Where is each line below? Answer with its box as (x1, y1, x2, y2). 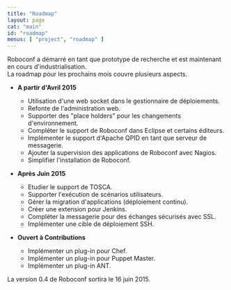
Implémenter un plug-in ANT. (27, 261, 111, 270)
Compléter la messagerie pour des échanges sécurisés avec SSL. (27, 213, 217, 221)
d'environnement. (27, 119, 79, 127)
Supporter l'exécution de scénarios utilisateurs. (27, 191, 164, 199)
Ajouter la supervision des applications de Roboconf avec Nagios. (27, 149, 217, 157)
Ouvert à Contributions (17, 234, 86, 242)
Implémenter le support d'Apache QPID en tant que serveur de (27, 134, 207, 143)
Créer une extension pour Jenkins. (27, 205, 127, 214)
